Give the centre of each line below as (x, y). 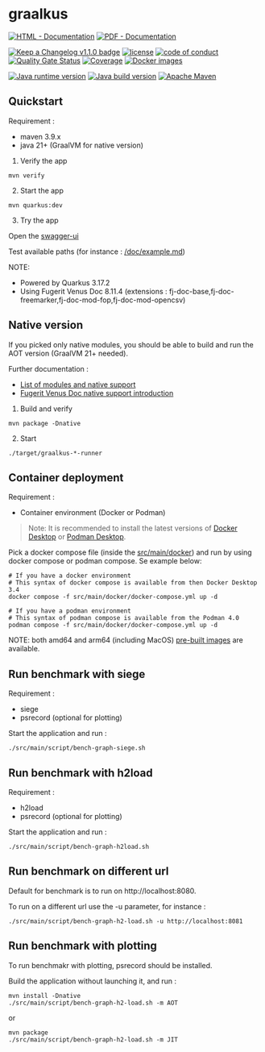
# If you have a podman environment (70, 611)
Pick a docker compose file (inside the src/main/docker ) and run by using (130, 552)
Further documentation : (48, 368)
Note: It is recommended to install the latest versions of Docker (132, 528)
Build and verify (46, 409)
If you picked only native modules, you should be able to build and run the (131, 344)
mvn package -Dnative (45, 423)
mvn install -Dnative (45, 996)
